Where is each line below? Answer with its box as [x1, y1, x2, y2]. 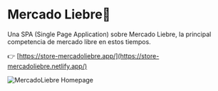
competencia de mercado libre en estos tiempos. [7, 37, 151, 45]
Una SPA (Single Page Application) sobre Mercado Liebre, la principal [7, 30, 212, 38]
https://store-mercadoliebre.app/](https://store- [19, 51, 160, 60]
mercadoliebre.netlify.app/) [7, 62, 88, 70]
